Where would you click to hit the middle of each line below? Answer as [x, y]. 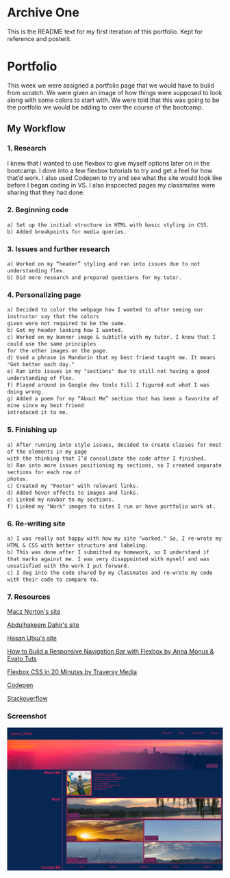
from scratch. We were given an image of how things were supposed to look [115, 92]
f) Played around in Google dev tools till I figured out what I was [108, 385]
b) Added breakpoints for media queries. [67, 232]
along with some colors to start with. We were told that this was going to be [113, 100]
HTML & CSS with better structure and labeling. [78, 545]
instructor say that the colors [53, 317]
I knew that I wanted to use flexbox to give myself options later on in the [108, 163]
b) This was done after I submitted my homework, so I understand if [108, 552]
